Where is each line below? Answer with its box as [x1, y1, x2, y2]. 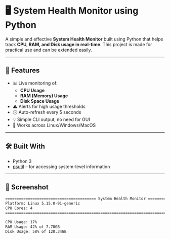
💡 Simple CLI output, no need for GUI [12, 116, 90, 123]
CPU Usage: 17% [5, 219, 37, 224]
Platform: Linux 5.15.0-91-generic [5, 201, 80, 206]
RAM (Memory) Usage [20, 93, 68, 99]
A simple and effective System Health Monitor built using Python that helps [5, 36, 163, 42]
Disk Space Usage [20, 98, 60, 104]
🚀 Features [5, 66, 40, 75]
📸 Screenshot [5, 183, 49, 191]
